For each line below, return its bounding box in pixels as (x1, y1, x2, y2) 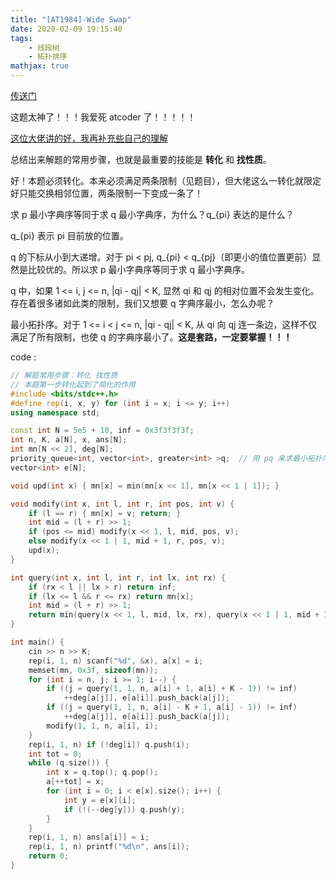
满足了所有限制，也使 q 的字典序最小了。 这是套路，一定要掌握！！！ (10, 331, 293, 343)
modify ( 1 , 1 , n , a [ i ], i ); (46, 721, 159, 731)
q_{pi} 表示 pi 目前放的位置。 (10, 230, 129, 241)
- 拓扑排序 (28, 52, 68, 62)
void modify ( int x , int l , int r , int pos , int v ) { (10, 499, 235, 509)
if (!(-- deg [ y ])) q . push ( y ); (63, 804, 186, 815)
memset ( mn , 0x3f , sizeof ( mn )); (28, 665, 159, 675)
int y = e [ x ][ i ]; (63, 795, 137, 805)
